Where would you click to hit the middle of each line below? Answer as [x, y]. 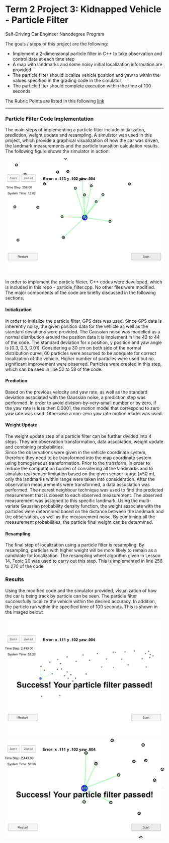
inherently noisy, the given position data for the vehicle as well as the [77, 326]
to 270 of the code [24, 566]
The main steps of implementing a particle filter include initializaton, [75, 130]
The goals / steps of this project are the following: [57, 43]
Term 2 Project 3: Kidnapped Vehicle [83, 9]
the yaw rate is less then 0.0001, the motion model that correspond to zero [82, 408]
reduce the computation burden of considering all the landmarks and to [79, 469]
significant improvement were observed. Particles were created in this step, [83, 364]
